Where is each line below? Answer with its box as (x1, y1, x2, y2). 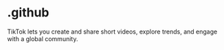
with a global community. (7, 34, 78, 42)
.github (7, 5, 49, 21)
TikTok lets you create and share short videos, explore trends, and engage (7, 27, 218, 36)
